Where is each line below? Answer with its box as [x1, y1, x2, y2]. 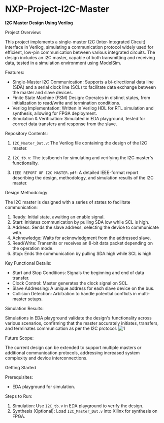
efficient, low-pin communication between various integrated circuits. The [5, 49, 155, 55]
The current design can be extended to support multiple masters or [5, 344, 142, 351]
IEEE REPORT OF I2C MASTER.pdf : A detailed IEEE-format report [12, 169, 139, 176]
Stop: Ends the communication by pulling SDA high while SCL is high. [12, 250, 153, 256]
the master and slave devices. [12, 89, 73, 95]
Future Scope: [5, 335, 34, 341]
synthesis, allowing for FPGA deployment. [12, 110, 98, 116]
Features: [5, 69, 25, 75]
